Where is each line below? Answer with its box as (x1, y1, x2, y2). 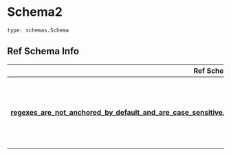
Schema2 (7, 4, 63, 20)
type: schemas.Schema (7, 27, 69, 34)
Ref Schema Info (7, 45, 80, 57)
